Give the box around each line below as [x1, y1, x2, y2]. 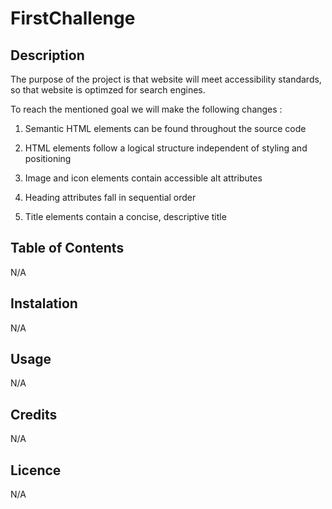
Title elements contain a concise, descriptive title [24, 211, 227, 222]
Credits [10, 406, 58, 423]
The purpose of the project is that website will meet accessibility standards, [10, 73, 322, 85]
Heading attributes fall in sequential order [24, 192, 197, 203]
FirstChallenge [10, 7, 136, 30]
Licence [10, 462, 62, 479]
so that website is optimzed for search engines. [10, 84, 206, 96]
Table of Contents [10, 240, 125, 257]
